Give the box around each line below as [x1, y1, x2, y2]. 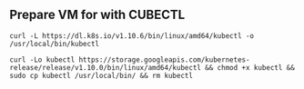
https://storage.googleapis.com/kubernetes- [78, 54, 250, 64]
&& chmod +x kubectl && [204, 63, 296, 72]
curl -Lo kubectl [9, 54, 76, 64]
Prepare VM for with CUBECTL [9, 7, 186, 23]
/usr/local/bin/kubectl [9, 39, 100, 48]
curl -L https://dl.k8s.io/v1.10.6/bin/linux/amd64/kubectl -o [9, 31, 255, 40]
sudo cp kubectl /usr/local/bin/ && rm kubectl [9, 71, 194, 80]
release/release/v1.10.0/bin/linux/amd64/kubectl [9, 63, 202, 72]
